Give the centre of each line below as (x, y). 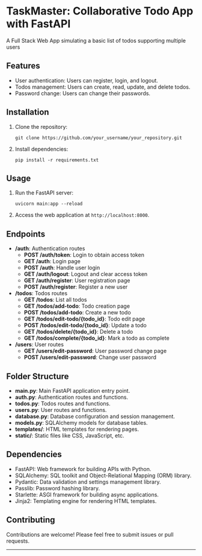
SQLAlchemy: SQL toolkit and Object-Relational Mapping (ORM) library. (103, 475)
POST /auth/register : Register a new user (76, 287)
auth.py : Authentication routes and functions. (72, 397)
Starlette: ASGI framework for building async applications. (87, 495)
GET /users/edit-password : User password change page (95, 351)
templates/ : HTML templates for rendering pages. (77, 429)
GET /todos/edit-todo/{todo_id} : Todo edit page (84, 319)
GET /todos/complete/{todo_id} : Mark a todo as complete (96, 338)
